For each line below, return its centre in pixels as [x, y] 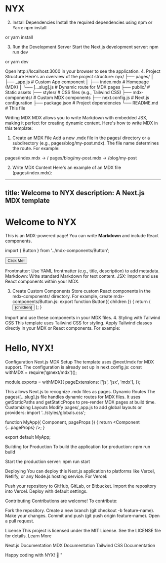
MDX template [28, 201]
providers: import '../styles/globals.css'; [45, 413]
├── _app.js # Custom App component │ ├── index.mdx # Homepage [77, 82]
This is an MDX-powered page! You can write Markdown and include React [82, 236]
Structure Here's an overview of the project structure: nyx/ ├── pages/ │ [80, 76]
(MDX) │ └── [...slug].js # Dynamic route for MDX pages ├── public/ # [78, 87]
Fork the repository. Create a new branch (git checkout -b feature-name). [80, 511]
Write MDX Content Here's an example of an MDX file [66, 167]
